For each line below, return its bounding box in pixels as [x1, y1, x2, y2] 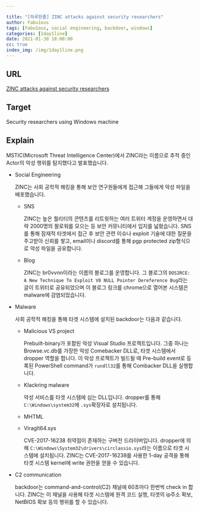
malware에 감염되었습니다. [23, 291, 86, 298]
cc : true [6, 42, 28, 48]
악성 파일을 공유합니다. [30, 245, 83, 252]
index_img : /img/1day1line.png [6, 47, 84, 54]
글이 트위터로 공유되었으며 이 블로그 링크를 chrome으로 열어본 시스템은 [23, 284, 188, 291]
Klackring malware [23, 382, 70, 389]
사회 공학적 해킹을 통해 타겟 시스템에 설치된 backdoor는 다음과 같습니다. [14, 316, 182, 323]
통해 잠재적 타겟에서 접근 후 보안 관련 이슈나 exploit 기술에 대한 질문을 [30, 230, 192, 237]
